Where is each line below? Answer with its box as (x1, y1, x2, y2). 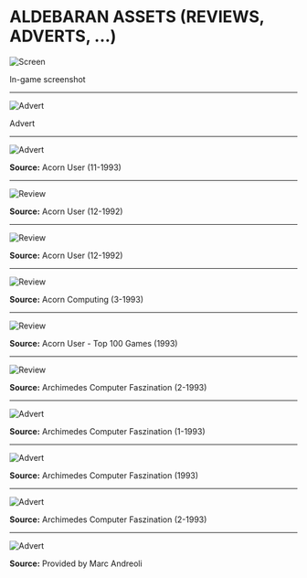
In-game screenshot (9, 73, 86, 84)
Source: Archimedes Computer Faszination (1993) (9, 469, 199, 481)
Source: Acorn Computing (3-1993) (9, 294, 144, 305)
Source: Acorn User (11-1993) (9, 162, 122, 173)
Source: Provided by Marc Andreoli (9, 558, 143, 569)
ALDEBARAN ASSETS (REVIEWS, (9, 6, 265, 27)
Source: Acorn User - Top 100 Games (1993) (9, 337, 178, 348)
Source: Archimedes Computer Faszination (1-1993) (9, 425, 206, 436)
